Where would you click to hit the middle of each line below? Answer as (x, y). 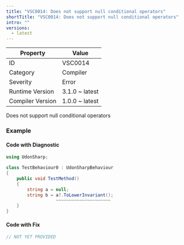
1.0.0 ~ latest (81, 101)
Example (19, 131)
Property (33, 53)
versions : (18, 28)
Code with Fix (23, 224)
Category (22, 73)
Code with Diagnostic (33, 145)
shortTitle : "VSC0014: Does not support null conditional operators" (93, 17)
